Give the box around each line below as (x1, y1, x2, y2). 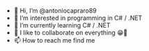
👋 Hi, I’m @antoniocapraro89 (13, 7, 97, 14)
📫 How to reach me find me (13, 37, 95, 44)
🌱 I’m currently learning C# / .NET (13, 21, 111, 29)
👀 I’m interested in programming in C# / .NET (13, 14, 143, 22)
